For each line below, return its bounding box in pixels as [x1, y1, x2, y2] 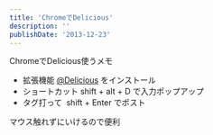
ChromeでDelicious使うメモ [9, 56, 113, 67]
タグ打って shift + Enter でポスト [22, 97, 146, 108]
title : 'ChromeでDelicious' [9, 13, 114, 22]
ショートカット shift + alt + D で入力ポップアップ [22, 86, 205, 97]
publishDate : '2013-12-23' [9, 30, 111, 39]
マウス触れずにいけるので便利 [9, 116, 120, 127]
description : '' [9, 22, 70, 31]
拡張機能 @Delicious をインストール [22, 75, 156, 85]
